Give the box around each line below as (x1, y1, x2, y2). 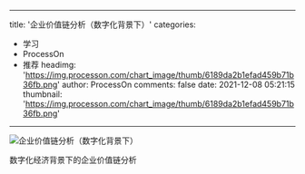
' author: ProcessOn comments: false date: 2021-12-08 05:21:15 (57, 79, 295, 90)
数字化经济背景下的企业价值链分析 (9, 155, 137, 165)
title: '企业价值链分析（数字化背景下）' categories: (9, 19, 197, 30)
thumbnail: (22, 89, 63, 100)
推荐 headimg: (22, 60, 77, 70)
